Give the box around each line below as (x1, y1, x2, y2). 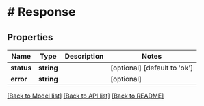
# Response (7, 4, 76, 20)
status (10, 63, 32, 72)
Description (64, 52, 104, 61)
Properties (7, 31, 53, 43)
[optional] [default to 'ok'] (110, 63, 194, 72)
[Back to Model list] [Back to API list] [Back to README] (7, 92, 164, 100)
